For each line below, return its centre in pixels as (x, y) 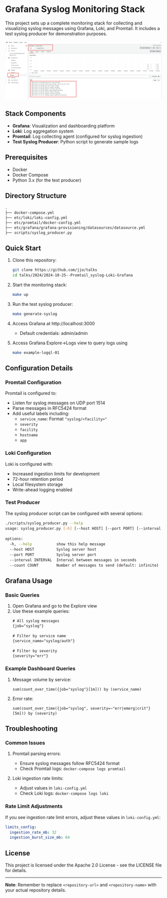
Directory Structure (36, 196)
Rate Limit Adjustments (34, 807)
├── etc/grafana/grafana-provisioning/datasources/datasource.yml (75, 228)
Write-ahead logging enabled (42, 489)
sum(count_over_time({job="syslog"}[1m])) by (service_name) (77, 689)
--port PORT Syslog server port (53, 555)
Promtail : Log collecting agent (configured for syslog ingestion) (78, 136)
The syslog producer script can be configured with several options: (74, 513)
